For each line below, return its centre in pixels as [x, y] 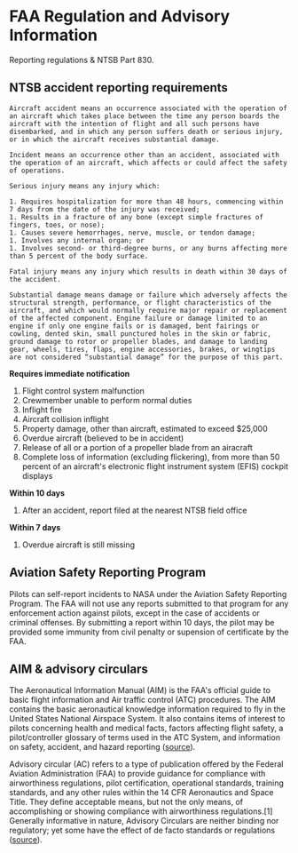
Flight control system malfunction [83, 391]
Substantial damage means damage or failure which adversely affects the [149, 295]
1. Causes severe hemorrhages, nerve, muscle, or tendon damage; [132, 233]
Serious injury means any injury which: [85, 186]
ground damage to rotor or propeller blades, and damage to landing [138, 341]
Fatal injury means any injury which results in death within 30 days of [149, 271]
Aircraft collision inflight [65, 419]
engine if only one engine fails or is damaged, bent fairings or [134, 326]
